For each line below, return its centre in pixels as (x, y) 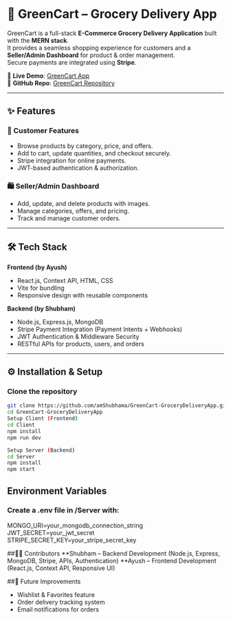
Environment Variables (57, 491)
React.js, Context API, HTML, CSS (65, 280)
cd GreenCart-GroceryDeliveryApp (55, 412)
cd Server (21, 457)
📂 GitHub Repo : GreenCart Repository (61, 83)
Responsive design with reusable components (82, 295)
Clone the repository (42, 392)
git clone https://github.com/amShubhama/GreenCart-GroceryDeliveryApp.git (118, 406)
